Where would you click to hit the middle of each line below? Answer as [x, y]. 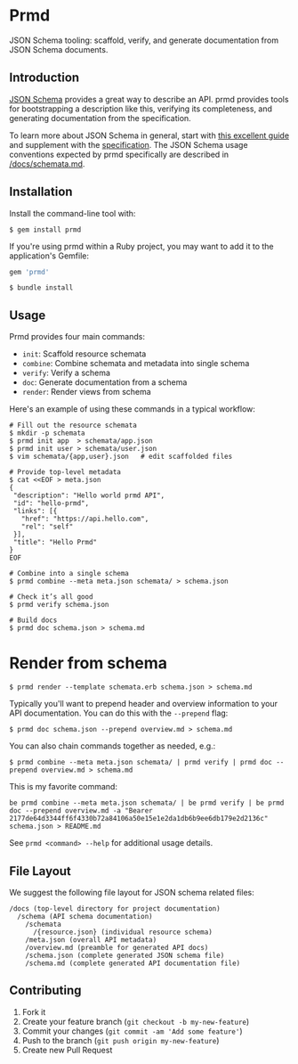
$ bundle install [41, 288]
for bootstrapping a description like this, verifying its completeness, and [141, 109]
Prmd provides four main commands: [77, 337]
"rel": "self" [47, 527]
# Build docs [33, 620]
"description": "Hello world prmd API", [89, 495]
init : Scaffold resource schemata [84, 354]
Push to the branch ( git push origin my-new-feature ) [121, 1040]
